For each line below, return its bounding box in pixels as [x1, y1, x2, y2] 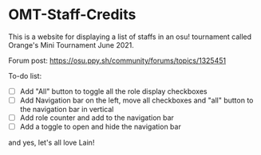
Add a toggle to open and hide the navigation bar [19, 122, 181, 132]
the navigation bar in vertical [19, 105, 114, 114]
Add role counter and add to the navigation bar [19, 113, 174, 122]
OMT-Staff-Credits [8, 6, 136, 24]
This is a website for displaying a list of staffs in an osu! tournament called [8, 32, 252, 41]
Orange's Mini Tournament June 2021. [8, 40, 134, 49]
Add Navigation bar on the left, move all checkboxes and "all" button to [19, 95, 254, 105]
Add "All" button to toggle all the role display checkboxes [19, 86, 208, 96]
